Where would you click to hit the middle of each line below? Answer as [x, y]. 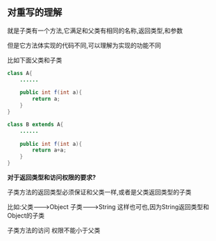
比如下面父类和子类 [35, 60]
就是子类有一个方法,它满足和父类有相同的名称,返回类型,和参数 [95, 31]
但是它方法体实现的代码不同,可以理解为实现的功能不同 [84, 45]
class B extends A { [35, 124]
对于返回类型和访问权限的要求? [51, 177]
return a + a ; [50, 150]
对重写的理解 [35, 13]
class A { [20, 73]
